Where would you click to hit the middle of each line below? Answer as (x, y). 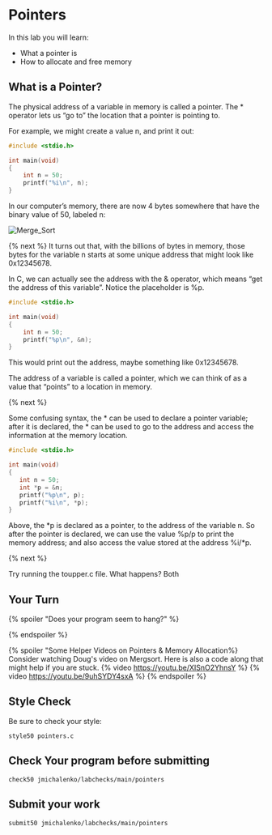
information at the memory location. (68, 436)
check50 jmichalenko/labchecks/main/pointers (86, 779)
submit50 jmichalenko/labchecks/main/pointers (88, 823)
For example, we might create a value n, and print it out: (101, 130)
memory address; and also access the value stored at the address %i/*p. (130, 543)
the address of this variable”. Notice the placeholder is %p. (106, 288)
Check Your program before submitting (109, 761)
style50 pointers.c (41, 736)
